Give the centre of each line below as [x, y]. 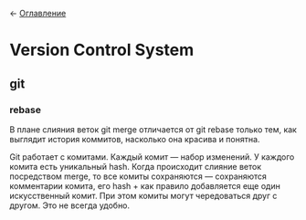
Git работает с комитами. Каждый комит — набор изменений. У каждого [152, 157]
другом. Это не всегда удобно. [70, 205]
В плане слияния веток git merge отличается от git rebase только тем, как [153, 129]
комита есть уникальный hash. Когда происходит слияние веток [136, 166]
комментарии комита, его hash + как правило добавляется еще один [145, 185]
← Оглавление [38, 13]
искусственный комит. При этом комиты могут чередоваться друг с [143, 195]
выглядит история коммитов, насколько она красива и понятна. [135, 139]
